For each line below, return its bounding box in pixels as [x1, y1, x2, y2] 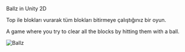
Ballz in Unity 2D [6, 5, 47, 12]
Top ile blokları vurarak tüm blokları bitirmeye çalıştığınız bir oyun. [6, 17, 167, 23]
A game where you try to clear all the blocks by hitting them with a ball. [6, 28, 180, 35]
